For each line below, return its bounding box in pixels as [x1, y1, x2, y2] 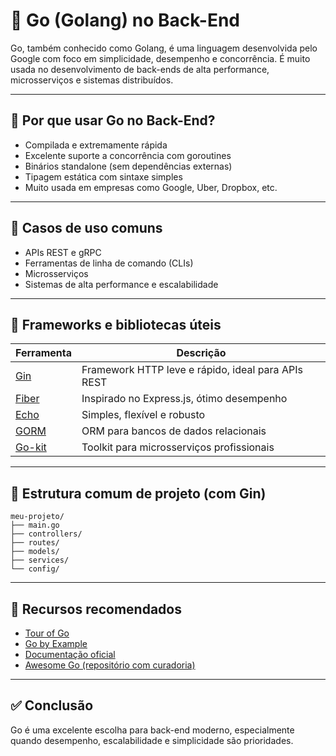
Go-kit [15, 440, 47, 454]
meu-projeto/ [10, 512, 65, 522]
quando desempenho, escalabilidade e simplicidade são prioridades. [10, 734, 294, 746]
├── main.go [10, 520, 60, 531]
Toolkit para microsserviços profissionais [81, 440, 275, 454]
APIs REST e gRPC [24, 246, 102, 258]
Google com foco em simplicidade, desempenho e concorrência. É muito [10, 52, 311, 64]
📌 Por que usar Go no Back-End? [10, 112, 216, 129]
